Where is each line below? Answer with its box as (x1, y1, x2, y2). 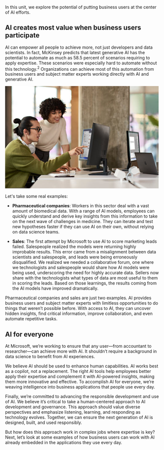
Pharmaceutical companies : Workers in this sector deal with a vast (12, 203, 149, 209)
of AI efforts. (5, 9, 31, 15)
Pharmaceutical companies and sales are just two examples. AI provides (5, 295, 152, 301)
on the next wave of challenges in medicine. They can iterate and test (12, 219, 153, 225)
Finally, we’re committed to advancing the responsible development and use (5, 394, 159, 399)
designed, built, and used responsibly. (5, 420, 82, 425)
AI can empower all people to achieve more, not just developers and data (5, 44, 153, 50)
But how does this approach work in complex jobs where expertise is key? (5, 429, 155, 435)
